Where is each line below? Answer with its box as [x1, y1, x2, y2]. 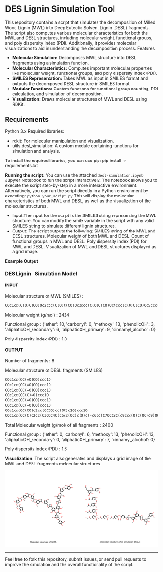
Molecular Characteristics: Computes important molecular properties [12, 65, 152, 71]
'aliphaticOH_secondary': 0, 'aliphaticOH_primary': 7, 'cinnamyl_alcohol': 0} [5, 436, 155, 442]
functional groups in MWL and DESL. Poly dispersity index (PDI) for [12, 238, 147, 244]
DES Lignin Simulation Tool [5, 3, 115, 15]
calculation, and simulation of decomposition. [12, 91, 103, 97]
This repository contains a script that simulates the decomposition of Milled [5, 19, 156, 25]
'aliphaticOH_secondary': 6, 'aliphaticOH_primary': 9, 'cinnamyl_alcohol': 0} [5, 326, 156, 332]
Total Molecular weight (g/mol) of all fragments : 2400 [5, 422, 113, 428]
